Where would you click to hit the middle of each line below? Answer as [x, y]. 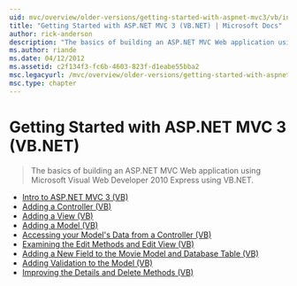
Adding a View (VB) [57, 216]
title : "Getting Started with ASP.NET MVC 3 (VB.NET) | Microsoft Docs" [146, 26]
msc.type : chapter [43, 83]
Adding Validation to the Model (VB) [87, 263]
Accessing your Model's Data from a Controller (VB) [117, 235]
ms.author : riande [43, 50]
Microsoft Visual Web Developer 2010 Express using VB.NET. [142, 180]
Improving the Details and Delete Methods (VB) [108, 272]
